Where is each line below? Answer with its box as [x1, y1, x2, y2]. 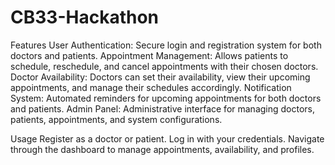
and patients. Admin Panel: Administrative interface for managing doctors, [10, 102, 316, 115]
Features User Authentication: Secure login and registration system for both [10, 39, 322, 51]
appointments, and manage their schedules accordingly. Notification [10, 81, 292, 93]
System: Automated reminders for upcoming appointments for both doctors [10, 92, 322, 104]
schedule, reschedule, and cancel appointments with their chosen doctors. [10, 60, 319, 72]
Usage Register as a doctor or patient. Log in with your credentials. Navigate [10, 132, 325, 145]
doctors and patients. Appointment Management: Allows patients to [10, 49, 289, 61]
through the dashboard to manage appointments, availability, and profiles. [10, 143, 315, 155]
